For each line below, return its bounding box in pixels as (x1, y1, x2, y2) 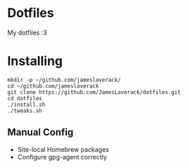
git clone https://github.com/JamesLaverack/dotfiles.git (7, 88, 181, 96)
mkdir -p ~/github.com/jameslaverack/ (7, 76, 121, 83)
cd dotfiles (7, 95, 42, 102)
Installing (7, 53, 63, 69)
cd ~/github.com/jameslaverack (7, 83, 99, 90)
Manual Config (7, 126, 74, 138)
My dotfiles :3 (7, 28, 47, 37)
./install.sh (7, 101, 46, 108)
